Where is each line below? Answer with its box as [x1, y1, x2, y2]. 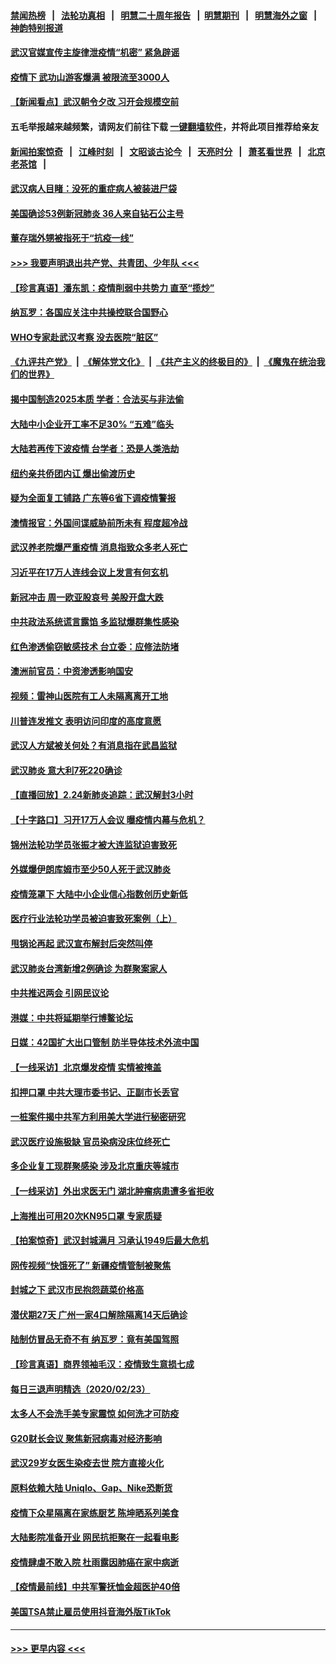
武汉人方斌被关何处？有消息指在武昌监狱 [10, 740, 177, 752]
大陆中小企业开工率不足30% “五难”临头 [10, 418, 175, 430]
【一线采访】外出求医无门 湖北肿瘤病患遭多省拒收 [10, 1185, 215, 1197]
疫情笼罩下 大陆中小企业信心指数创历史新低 [10, 888, 188, 900]
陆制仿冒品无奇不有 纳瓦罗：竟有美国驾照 [10, 1333, 180, 1345]
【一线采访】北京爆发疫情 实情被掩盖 [10, 1061, 162, 1073]
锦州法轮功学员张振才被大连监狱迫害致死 [10, 838, 177, 850]
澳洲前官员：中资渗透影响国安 [10, 665, 133, 677]
